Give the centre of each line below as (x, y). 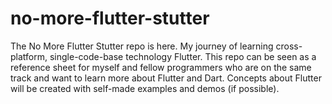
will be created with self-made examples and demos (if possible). (145, 88)
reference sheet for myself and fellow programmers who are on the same (161, 67)
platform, (29, 56)
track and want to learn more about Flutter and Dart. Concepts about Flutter (166, 78)
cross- (289, 46)
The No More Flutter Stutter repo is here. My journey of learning (142, 46)
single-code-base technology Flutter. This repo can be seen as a (183, 56)
